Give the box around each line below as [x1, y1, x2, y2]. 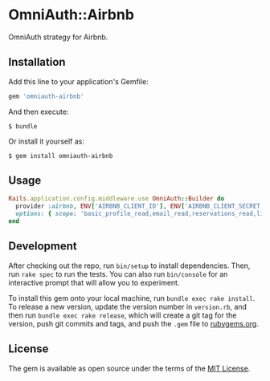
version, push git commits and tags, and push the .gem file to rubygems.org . [8, 318, 260, 328]
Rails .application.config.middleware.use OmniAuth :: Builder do [8, 195, 225, 203]
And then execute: [8, 107, 69, 116]
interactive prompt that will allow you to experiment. [8, 278, 180, 287]
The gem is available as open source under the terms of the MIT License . [8, 363, 251, 373]
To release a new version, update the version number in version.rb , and [8, 302, 247, 311]
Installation [8, 55, 66, 69]
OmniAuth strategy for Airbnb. [8, 32, 108, 42]
